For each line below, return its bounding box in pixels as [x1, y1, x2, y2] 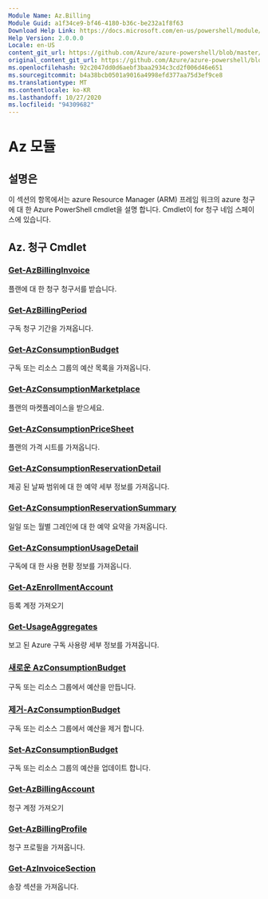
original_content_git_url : [8, 57, 98, 65]
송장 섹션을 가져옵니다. [8, 882, 79, 892]
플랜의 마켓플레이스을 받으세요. [8, 403, 105, 412]
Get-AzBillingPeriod [8, 304, 88, 316]
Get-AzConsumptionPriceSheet [8, 423, 134, 434]
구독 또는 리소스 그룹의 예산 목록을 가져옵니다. [8, 363, 152, 372]
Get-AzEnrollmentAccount [8, 581, 114, 592]
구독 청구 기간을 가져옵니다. [8, 324, 94, 333]
